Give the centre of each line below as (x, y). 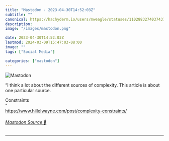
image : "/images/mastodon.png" (38, 29)
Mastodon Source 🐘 (26, 122)
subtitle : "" (19, 15)
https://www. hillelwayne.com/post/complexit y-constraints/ (66, 111)
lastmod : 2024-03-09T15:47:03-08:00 (44, 43)
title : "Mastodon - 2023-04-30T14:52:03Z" (50, 10)
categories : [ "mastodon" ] (32, 61)
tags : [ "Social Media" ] (30, 52)
